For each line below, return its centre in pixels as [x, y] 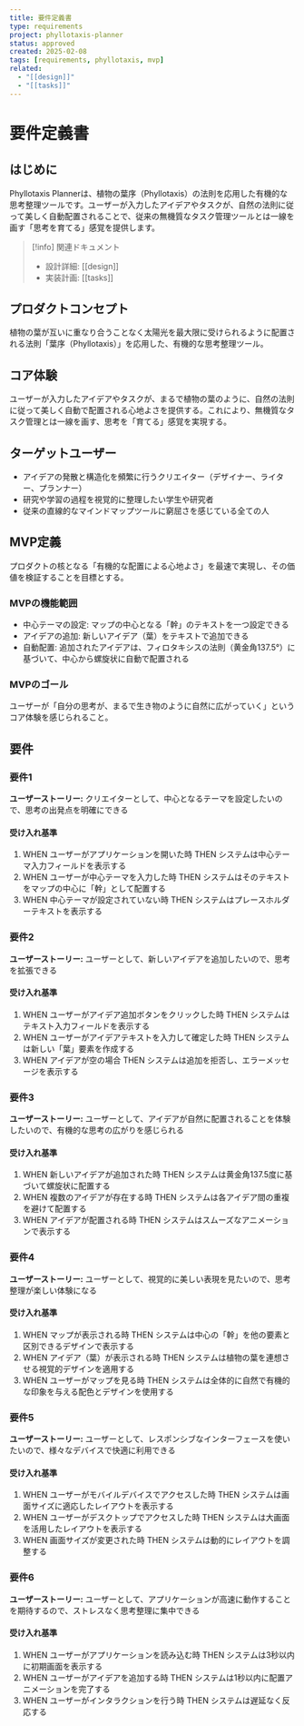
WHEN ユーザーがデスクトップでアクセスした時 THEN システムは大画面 [156, 1518]
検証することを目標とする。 [77, 577]
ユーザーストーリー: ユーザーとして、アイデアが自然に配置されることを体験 [150, 1119]
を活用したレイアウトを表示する [82, 1529]
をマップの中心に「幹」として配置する [94, 889]
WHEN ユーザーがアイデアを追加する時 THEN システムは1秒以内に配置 [154, 1677]
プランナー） [63, 489]
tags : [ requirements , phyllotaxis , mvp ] [87, 60]
